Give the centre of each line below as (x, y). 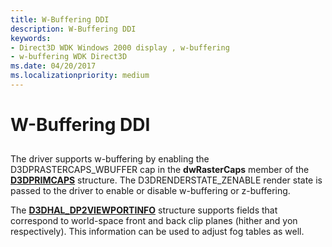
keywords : (31, 38)
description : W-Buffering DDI (73, 29)
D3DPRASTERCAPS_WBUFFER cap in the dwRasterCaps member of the (160, 170)
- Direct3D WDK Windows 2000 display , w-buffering (120, 47)
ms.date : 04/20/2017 (53, 66)
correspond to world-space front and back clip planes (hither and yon (154, 221)
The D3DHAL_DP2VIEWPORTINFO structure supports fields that (144, 210)
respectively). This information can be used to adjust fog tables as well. (157, 232)
